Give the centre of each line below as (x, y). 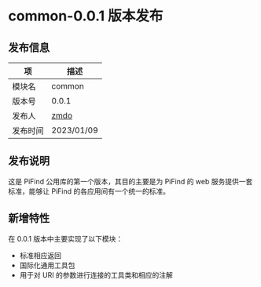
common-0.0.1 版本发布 (86, 16)
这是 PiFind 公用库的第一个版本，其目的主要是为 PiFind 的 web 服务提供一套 (130, 181)
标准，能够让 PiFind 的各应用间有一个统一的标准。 (89, 191)
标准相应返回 (40, 255)
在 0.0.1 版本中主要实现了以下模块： (66, 238)
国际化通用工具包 (47, 265)
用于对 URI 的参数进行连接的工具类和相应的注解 (96, 274)
